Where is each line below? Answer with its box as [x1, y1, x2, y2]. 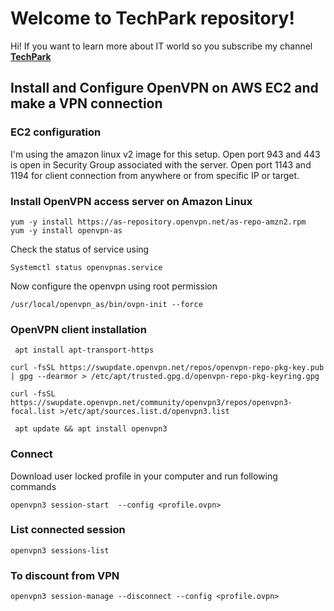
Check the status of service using [10, 243, 150, 255]
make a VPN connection [10, 95, 163, 112]
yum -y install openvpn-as [10, 225, 123, 236]
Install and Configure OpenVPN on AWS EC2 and [10, 80, 319, 97]
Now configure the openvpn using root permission [10, 280, 218, 292]
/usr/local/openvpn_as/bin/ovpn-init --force [10, 299, 203, 309]
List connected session [10, 523, 126, 537]
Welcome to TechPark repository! [10, 7, 295, 30]
